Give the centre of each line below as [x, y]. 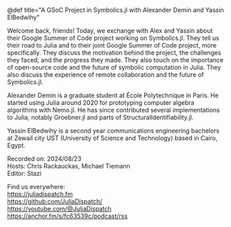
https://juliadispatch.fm [40, 194]
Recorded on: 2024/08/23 [44, 159]
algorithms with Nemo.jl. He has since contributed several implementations [113, 110]
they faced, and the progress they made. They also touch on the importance [115, 60]
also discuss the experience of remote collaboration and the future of [106, 75]
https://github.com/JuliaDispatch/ [55, 201]
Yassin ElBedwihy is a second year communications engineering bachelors [113, 131]
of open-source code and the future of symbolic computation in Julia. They [114, 67]
